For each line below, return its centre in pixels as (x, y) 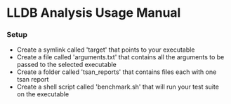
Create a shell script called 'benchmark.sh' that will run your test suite (118, 87)
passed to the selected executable (67, 65)
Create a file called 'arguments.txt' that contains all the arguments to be (120, 57)
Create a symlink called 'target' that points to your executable (106, 50)
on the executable (43, 94)
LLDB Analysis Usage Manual (94, 13)
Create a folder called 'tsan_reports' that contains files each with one (117, 72)
